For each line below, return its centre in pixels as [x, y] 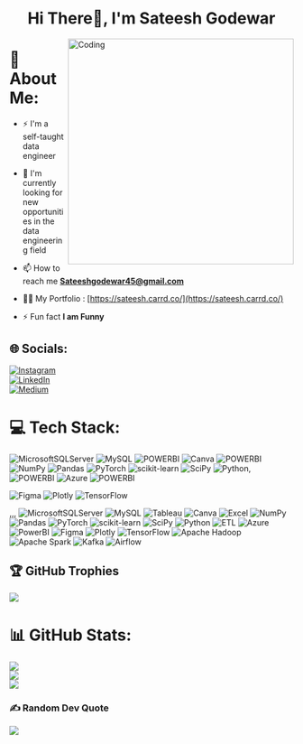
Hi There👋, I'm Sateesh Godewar [151, 19]
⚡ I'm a [35, 124]
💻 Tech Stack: [65, 428]
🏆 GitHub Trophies [64, 571]
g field [34, 250]
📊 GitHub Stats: [71, 635]
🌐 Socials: [39, 348]
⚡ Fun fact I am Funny [64, 317]
